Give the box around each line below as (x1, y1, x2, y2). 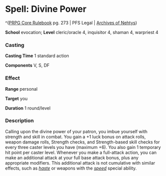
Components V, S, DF (5, 63, 50, 69)
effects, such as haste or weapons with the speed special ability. (5, 165, 137, 171)
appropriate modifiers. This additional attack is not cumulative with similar (5, 160, 156, 166)
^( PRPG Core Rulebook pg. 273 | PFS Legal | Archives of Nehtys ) (5, 20, 137, 26)
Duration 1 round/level (5, 105, 51, 111)
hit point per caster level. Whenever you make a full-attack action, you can (5, 149, 157, 155)
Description (5, 117, 34, 124)
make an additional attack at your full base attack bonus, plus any (5, 154, 139, 161)
